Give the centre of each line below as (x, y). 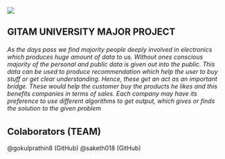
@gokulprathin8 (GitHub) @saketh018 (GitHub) (74, 148)
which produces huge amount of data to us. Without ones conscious (105, 57)
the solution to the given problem (54, 108)
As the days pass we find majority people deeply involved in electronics (110, 49)
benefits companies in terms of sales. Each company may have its (102, 93)
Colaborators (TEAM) (54, 131)
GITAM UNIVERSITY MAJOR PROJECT (91, 32)
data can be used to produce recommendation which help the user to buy (112, 71)
